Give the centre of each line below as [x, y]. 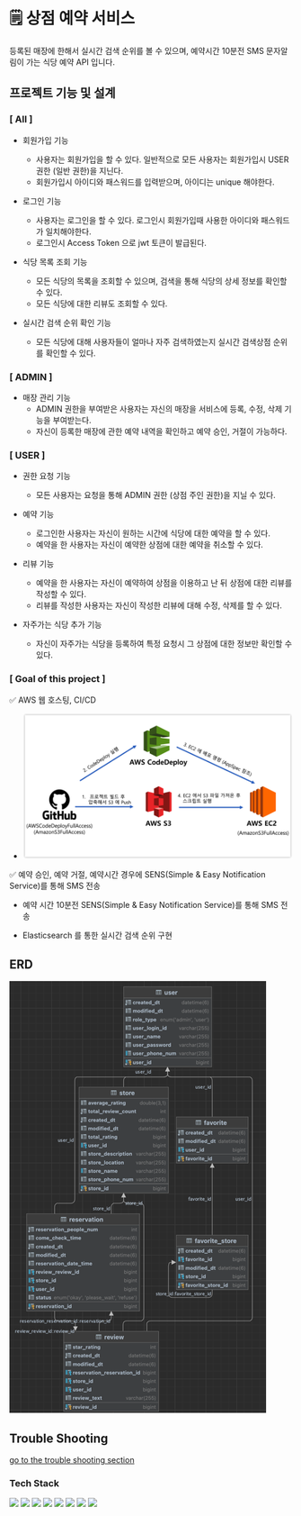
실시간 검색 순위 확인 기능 [67, 322]
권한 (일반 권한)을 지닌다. [80, 170]
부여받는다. [72, 420]
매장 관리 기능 [46, 397]
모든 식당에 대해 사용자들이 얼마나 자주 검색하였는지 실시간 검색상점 [153, 341]
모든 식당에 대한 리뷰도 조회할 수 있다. [102, 304]
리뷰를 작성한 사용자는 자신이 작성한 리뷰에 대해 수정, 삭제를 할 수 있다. [159, 605]
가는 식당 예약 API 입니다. [70, 62]
